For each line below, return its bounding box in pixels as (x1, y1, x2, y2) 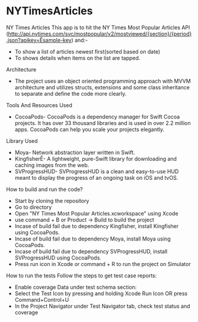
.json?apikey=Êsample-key (6, 36, 72, 43)
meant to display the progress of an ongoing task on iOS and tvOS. (14, 174, 178, 181)
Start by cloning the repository (14, 197, 90, 204)
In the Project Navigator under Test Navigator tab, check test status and (14, 302, 190, 310)
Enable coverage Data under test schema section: (14, 283, 137, 290)
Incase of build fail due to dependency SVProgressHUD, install (14, 248, 168, 255)
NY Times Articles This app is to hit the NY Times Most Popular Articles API (6, 24, 190, 31)
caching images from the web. (14, 161, 90, 168)
